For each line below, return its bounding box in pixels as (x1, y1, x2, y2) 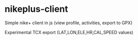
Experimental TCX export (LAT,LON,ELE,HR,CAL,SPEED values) (4, 29, 134, 35)
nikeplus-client (4, 3, 68, 15)
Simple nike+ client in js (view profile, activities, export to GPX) (4, 20, 133, 26)
